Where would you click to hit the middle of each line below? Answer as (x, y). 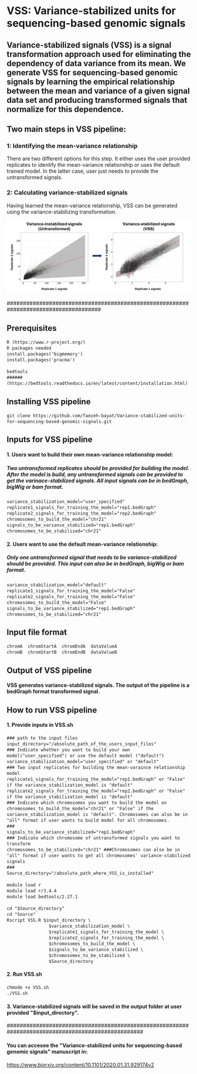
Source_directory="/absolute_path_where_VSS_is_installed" (80, 873)
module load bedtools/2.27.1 (42, 897)
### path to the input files (42, 738)
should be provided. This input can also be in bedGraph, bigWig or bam (95, 564)
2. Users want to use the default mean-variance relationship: (82, 544)
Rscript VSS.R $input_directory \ (49, 920)
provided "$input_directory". (43, 1012)
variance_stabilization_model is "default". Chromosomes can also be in (97, 814)
